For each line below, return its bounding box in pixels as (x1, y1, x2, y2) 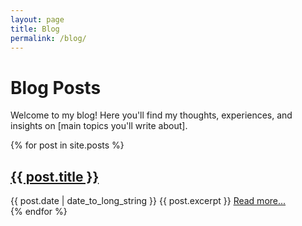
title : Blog (10, 24, 60, 34)
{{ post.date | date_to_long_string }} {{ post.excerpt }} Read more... (10, 195, 287, 207)
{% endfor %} (10, 206, 68, 218)
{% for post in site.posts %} (10, 139, 125, 151)
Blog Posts (10, 76, 102, 99)
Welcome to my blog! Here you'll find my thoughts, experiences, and (10, 109, 293, 121)
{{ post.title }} (10, 168, 100, 185)
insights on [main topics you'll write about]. (10, 120, 188, 132)
